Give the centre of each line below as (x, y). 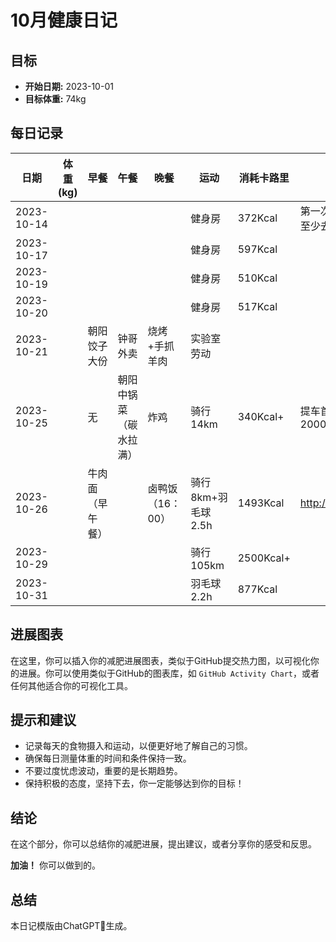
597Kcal (257, 249)
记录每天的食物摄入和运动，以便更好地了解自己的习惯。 (138, 746)
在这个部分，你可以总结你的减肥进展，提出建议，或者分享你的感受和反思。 (163, 844)
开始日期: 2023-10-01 (69, 86)
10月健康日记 (64, 20)
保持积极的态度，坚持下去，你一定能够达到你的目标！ (134, 783)
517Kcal (257, 306)
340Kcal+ (261, 416)
